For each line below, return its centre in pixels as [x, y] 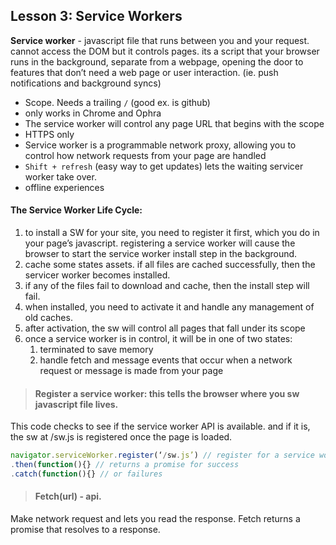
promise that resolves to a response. [85, 530]
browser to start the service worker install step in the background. [161, 254]
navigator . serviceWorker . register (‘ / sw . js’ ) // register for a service [162, 455]
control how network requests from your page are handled [145, 155]
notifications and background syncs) [86, 83]
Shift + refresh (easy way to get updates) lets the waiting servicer [164, 166]
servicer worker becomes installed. [97, 275]
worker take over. [60, 176]
